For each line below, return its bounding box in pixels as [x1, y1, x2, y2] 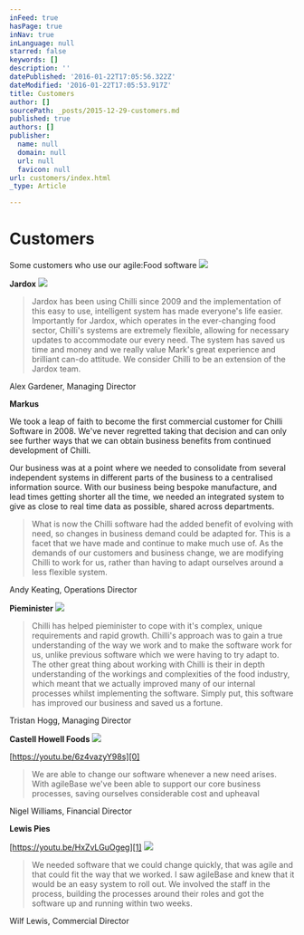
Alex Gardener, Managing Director [9, 381, 137, 392]
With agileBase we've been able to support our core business [31, 778, 261, 789]
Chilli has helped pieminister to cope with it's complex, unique [31, 621, 262, 631]
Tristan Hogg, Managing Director [9, 715, 132, 726]
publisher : [9, 131, 51, 140]
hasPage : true [9, 22, 63, 31]
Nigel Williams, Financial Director [9, 805, 133, 816]
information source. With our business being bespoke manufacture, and [9, 482, 278, 493]
